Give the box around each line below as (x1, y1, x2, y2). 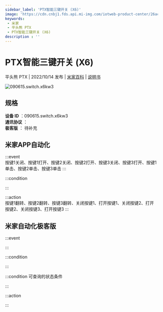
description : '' (5, 35, 40, 39)
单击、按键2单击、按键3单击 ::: (5, 166, 66, 172)
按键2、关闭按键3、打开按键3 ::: (5, 206, 69, 212)
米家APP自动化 (5, 141, 50, 149)
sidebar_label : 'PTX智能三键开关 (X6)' (5, 7, 81, 12)
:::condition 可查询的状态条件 (5, 273, 63, 279)
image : (5, 12, 18, 17)
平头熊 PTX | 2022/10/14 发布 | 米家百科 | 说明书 (5, 74, 101, 79)
